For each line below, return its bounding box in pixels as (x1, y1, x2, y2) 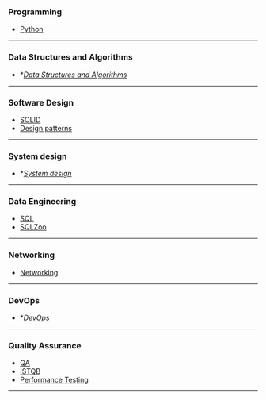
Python (19, 25, 44, 34)
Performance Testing (19, 375, 89, 385)
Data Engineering (8, 196, 77, 207)
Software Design (8, 97, 74, 108)
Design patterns (19, 123, 73, 133)
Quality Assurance (8, 340, 82, 351)
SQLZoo (19, 222, 47, 232)
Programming (8, 6, 62, 17)
